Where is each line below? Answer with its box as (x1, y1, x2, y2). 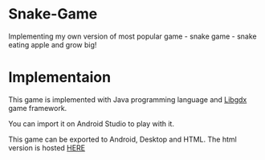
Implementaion (8, 68, 111, 87)
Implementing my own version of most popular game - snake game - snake (8, 31, 257, 41)
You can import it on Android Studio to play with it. (8, 118, 175, 129)
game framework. (8, 103, 67, 113)
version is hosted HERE (8, 142, 86, 153)
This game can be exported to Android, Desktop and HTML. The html (8, 134, 237, 144)
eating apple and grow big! (8, 39, 97, 49)
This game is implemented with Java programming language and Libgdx (8, 94, 247, 105)
